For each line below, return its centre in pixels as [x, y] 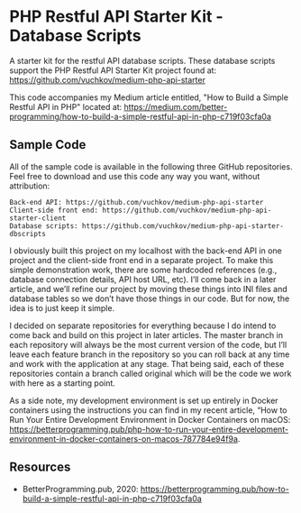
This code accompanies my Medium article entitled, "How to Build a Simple [149, 97]
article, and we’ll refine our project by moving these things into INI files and [149, 289]
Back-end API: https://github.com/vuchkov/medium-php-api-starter [137, 202]
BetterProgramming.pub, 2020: [80, 489]
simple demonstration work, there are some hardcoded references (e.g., [143, 270]
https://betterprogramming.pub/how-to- [215, 489]
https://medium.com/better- [176, 106]
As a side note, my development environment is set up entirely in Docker [144, 400]
